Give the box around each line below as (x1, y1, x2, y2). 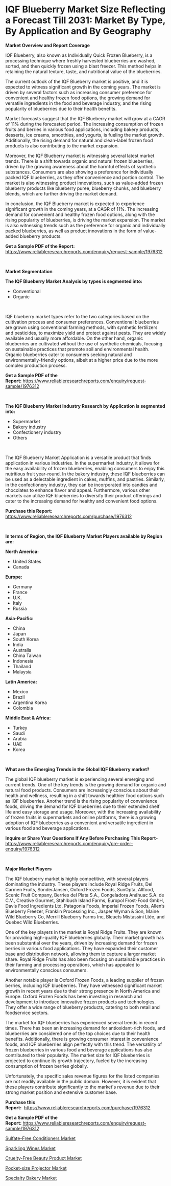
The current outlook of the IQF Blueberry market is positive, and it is (5, 78, 149, 84)
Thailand (12, 663, 32, 669)
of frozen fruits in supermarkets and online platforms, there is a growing (5, 814, 157, 820)
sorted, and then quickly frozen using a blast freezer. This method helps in (5, 63, 162, 69)
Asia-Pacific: (5, 615, 34, 621)
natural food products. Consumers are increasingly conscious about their (5, 787, 159, 793)
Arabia (12, 735, 27, 741)
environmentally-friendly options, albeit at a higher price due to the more (5, 357, 158, 363)
